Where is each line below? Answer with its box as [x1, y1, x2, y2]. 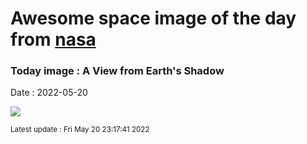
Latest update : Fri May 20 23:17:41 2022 [10, 125, 150, 135]
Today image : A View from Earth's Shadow [10, 64, 225, 78]
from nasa [10, 28, 97, 51]
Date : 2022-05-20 [10, 87, 88, 99]
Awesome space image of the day [10, 7, 297, 30]
